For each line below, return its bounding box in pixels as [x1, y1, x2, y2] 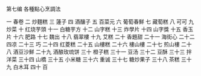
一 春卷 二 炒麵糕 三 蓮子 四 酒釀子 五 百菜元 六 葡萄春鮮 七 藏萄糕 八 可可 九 [6, 18, 194, 25]
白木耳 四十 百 [13, 63, 48, 71]
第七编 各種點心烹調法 [6, 5, 61, 12]
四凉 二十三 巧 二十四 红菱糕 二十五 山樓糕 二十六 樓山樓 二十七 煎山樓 [6, 41, 180, 48]
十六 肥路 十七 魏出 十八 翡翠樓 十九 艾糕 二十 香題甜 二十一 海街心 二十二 [13, 33, 195, 40]
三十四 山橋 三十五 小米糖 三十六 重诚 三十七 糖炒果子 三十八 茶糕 [18, 56, 180, 63]
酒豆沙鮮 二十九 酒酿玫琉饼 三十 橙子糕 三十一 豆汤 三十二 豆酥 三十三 [13, 48, 185, 55]
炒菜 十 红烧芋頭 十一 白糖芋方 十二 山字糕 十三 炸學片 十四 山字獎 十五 [6, 26, 182, 33]
